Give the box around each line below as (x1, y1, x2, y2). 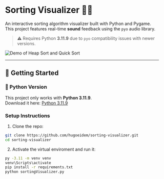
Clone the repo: (12, 123, 44, 129)
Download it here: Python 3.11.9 (5, 100, 68, 106)
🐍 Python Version (5, 83, 47, 90)
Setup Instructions (5, 112, 50, 119)
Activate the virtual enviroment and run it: (12, 146, 96, 152)
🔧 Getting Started (5, 69, 59, 77)
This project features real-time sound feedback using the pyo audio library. (5, 26, 156, 31)
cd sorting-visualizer (5, 137, 51, 142)
